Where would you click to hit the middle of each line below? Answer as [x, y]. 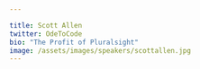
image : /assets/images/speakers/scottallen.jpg [100, 50]
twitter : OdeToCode [46, 34]
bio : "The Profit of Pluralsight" [74, 42]
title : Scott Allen [46, 25]
